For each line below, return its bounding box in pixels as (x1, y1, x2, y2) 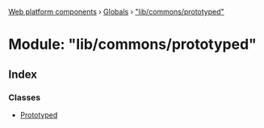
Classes (8, 92, 41, 103)
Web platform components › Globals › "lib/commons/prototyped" (8, 7, 224, 16)
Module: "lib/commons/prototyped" (8, 36, 257, 53)
